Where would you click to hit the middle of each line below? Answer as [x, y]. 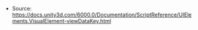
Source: [22, 9]
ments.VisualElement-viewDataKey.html [62, 21]
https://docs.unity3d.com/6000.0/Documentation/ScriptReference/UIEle [102, 15]
